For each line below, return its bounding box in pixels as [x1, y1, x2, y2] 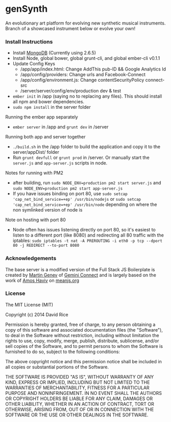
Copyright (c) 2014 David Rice [5, 311, 68, 317]
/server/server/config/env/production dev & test [20, 88, 121, 94]
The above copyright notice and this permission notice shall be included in [5, 358, 162, 364]
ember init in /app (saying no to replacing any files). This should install [12, 93, 162, 100]
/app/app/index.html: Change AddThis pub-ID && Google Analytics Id [20, 66, 166, 72]
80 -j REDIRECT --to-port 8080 [12, 243, 80, 248]
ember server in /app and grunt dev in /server [12, 124, 109, 130]
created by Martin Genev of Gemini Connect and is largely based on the [5, 272, 157, 278]
